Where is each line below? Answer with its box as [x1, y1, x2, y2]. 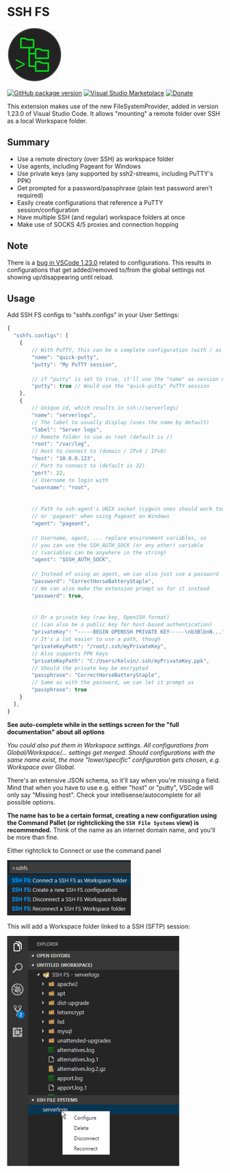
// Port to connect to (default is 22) [31, 462, 146, 469]
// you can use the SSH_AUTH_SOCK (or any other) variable [31, 542, 204, 549]
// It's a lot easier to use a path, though [31, 636, 161, 643]
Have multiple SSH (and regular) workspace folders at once [16, 213, 186, 221]
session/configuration [16, 206, 79, 214]
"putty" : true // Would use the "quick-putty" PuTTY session [31, 383, 210, 390]
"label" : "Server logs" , [31, 426, 103, 433]
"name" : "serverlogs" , [31, 412, 97, 419]
